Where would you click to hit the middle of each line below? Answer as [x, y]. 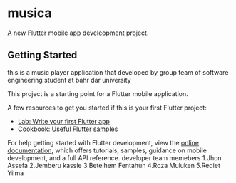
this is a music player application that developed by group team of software [118, 72]
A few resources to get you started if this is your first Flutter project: [107, 108]
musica [30, 13]
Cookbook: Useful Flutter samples [68, 129]
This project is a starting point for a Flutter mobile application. [98, 93]
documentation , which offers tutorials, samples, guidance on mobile [107, 150]
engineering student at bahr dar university [69, 80]
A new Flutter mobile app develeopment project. [78, 33]
